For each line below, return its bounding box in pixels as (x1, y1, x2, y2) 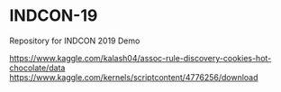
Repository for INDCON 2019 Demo (9, 35, 140, 46)
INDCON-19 (9, 5, 98, 26)
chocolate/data (9, 62, 66, 73)
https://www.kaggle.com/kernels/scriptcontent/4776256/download (9, 71, 258, 82)
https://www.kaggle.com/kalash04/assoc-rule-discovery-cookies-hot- (9, 52, 272, 63)
